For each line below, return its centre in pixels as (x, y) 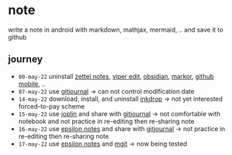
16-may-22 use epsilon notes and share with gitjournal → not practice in (122, 128)
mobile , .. (32, 84)
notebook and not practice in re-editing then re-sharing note (106, 121)
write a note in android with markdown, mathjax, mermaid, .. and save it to (116, 30)
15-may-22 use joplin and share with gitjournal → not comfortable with (120, 113)
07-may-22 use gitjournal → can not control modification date (106, 91)
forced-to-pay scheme (51, 106)
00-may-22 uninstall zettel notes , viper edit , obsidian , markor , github (116, 76)
